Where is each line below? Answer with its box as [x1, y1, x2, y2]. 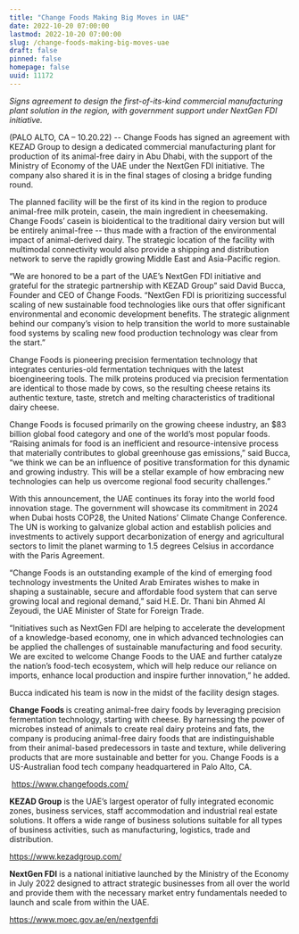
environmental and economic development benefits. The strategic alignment [9, 309, 290, 319]
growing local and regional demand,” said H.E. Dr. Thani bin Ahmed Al [9, 595, 266, 607]
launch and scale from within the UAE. [9, 897, 150, 907]
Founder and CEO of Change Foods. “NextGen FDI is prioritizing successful [9, 289, 287, 300]
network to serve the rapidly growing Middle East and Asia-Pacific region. [9, 253, 281, 264]
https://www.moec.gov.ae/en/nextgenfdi [9, 913, 159, 924]
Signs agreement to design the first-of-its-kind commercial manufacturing [9, 95, 283, 106]
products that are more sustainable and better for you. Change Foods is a [9, 751, 279, 763]
